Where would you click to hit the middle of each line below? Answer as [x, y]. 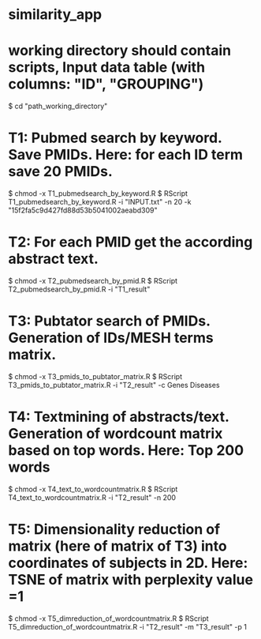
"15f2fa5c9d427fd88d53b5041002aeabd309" [83, 210]
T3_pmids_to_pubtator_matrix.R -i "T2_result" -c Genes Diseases [114, 385]
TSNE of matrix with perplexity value [131, 580]
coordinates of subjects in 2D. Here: [128, 563]
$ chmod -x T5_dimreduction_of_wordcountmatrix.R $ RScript [108, 618]
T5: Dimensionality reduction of [114, 530]
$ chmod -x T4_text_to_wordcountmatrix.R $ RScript [93, 489]
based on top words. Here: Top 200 [126, 451]
